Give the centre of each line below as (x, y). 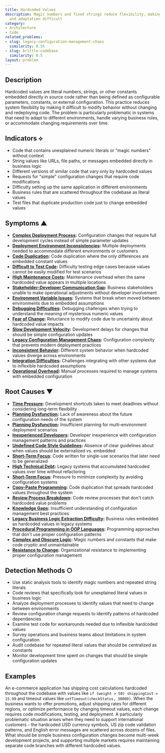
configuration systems (35, 482)
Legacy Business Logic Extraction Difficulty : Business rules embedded (85, 518)
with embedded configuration (42, 376)
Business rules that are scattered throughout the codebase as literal (81, 192)
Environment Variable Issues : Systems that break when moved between (86, 298)
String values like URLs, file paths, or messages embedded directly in (82, 161)
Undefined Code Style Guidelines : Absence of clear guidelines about (83, 445)
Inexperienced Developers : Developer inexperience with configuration (84, 435)
